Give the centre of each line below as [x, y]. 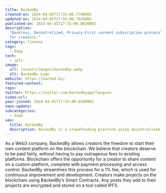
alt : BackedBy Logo [30, 74]
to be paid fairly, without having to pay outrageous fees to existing [72, 154]
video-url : [16, 97]
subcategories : [21, 111]
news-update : [19, 106]
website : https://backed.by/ [35, 79]
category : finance [24, 42]
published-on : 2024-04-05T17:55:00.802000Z [51, 24]
